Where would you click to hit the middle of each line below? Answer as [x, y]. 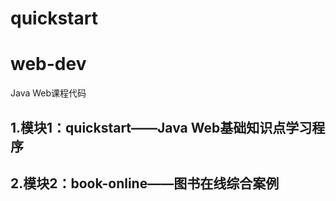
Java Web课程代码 [48, 93]
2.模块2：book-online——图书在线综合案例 [145, 183]
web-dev [48, 64]
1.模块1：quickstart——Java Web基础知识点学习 [161, 127]
